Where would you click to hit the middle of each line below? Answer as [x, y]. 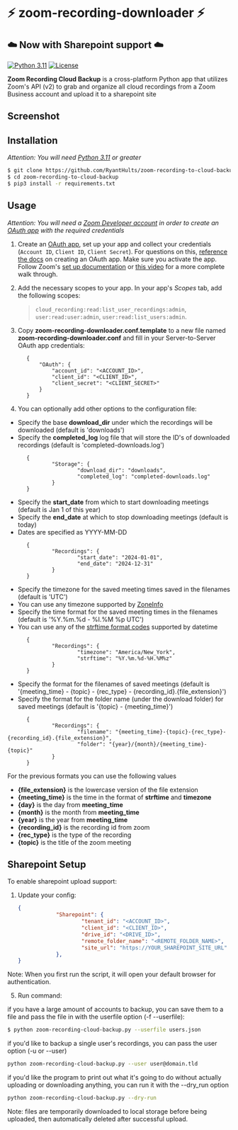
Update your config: [47, 895]
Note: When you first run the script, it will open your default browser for [112, 974]
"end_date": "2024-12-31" [115, 564]
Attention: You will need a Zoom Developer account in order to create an [113, 222]
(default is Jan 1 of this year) [59, 509]
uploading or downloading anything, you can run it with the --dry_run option [118, 1085]
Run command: [40, 995]
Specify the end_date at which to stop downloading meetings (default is [123, 517]
